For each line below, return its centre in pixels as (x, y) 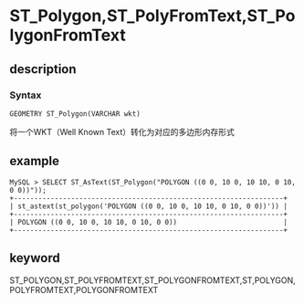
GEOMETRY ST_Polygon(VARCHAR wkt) (75, 114)
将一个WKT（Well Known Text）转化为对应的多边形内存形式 (122, 131)
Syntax (26, 95)
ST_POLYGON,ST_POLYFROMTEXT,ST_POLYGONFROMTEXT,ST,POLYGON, (153, 280)
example (35, 161)
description (43, 69)
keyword (35, 258)
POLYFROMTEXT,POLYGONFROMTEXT (84, 289)
